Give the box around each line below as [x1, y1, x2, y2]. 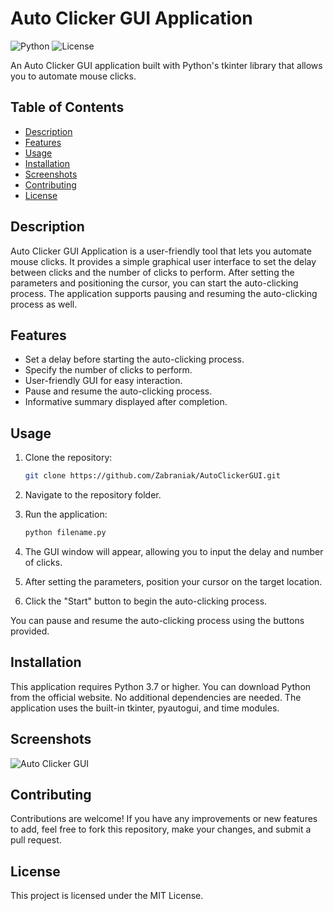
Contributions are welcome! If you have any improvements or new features [10, 813, 318, 825]
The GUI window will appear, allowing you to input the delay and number [24, 545, 324, 557]
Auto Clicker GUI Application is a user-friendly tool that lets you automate [10, 245, 312, 257]
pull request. [10, 834, 62, 846]
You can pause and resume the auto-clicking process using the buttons [10, 614, 305, 626]
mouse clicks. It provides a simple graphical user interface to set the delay [10, 255, 317, 267]
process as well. [10, 298, 78, 310]
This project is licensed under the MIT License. [10, 890, 204, 902]
